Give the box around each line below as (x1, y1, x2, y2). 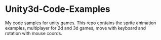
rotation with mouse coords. (5, 30, 63, 36)
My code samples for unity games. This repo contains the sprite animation (5, 20, 157, 26)
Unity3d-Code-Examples (5, 3, 110, 15)
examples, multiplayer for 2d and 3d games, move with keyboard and (5, 25, 146, 31)
